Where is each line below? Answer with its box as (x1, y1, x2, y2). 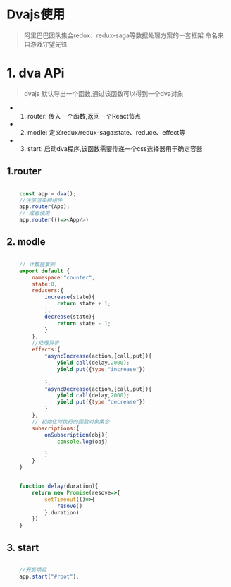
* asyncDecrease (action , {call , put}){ (44, 385, 152, 392)
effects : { (32, 346, 61, 353)
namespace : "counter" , (32, 274, 96, 281)
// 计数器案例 (19, 260, 56, 268)
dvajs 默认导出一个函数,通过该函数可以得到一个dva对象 (23, 89, 184, 97)
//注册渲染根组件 (19, 197, 63, 204)
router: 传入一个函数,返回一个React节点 (27, 111, 142, 120)
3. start (6, 541, 39, 554)
